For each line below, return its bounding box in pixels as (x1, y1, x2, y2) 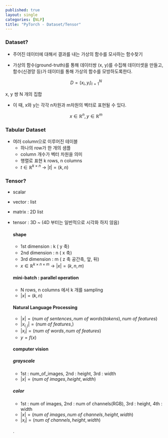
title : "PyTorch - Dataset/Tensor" (5, 21, 81, 27)
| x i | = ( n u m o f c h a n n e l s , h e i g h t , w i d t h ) (20, 417, 101, 425)
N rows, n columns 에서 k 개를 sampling (20, 287, 103, 293)
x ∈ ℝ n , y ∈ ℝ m (69, 112, 103, 119)
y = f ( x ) (20, 334, 37, 340)
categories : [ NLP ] (5, 17, 45, 22)
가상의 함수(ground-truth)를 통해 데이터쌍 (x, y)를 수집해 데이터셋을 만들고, (12, 62, 163, 68)
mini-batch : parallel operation (12, 275, 79, 281)
